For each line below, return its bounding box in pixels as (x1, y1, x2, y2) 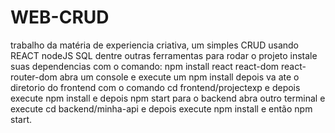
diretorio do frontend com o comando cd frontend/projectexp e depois (10, 81, 301, 93)
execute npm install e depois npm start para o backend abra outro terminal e (10, 92, 326, 104)
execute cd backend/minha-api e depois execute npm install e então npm (10, 102, 313, 115)
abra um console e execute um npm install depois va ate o (59, 71, 300, 83)
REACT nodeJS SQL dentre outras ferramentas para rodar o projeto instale (10, 49, 318, 61)
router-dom (10, 71, 58, 83)
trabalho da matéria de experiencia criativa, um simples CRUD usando (10, 39, 299, 51)
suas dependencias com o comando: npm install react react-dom (10, 60, 280, 72)
